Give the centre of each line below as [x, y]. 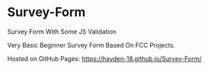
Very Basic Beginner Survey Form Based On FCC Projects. [91, 45]
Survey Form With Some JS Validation [62, 31]
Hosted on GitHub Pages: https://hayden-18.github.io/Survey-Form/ [104, 58]
